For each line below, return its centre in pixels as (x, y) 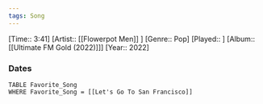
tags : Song (27, 16)
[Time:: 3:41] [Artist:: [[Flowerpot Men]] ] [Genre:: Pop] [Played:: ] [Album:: (132, 39)
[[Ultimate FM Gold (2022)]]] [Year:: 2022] (79, 47)
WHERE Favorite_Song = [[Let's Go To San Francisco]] (101, 92)
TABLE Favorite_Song (43, 85)
